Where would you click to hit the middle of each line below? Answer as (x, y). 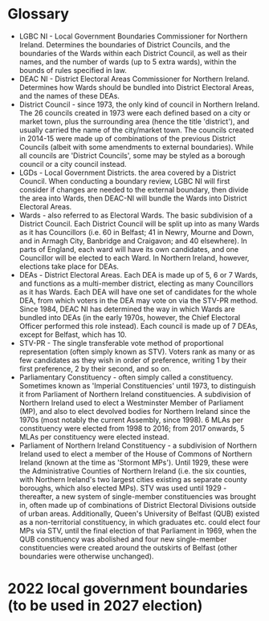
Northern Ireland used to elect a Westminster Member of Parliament (131, 403)
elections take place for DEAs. (69, 266)
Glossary (39, 14)
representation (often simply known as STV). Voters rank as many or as (137, 351)
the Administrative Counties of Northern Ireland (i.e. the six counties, (132, 471)
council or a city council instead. (73, 164)
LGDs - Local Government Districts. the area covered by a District (127, 172)
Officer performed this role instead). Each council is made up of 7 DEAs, (139, 326)
